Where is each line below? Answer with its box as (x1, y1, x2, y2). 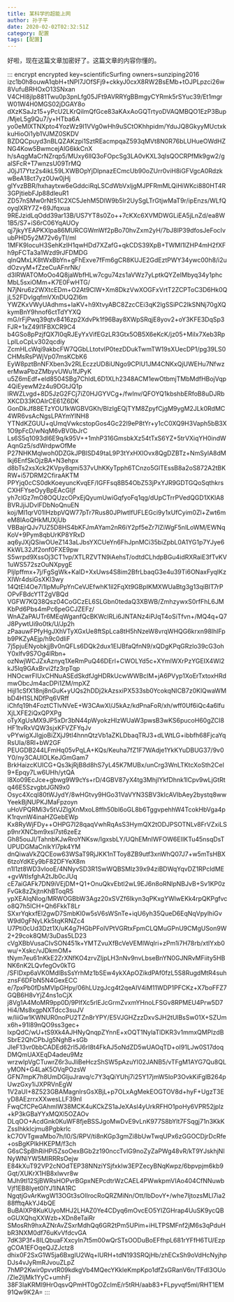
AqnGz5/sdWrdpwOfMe (7, 442, 77, 450)
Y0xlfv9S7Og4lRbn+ (7, 649, 66, 658)
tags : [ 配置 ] (7, 36, 43, 43)
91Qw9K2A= (7, 1288, 43, 1296)
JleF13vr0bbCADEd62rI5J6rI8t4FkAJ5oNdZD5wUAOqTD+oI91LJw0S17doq (7, 1043, 224, 1052)
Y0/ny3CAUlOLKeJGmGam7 (7, 753, 89, 762)
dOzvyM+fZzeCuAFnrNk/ (7, 263, 81, 272)
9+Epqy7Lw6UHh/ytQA (7, 768, 75, 776)
